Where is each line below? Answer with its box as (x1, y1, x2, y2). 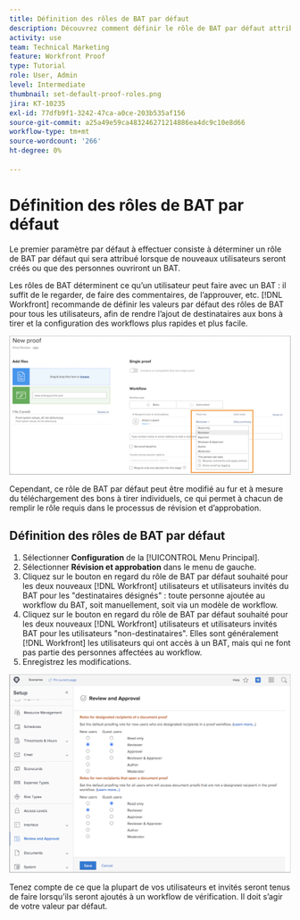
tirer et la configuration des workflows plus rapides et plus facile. (9, 318, 248, 328)
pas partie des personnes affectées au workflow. (21, 647, 203, 658)
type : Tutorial (9, 62, 66, 70)
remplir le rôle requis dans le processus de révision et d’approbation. (9, 502, 262, 513)
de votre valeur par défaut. (9, 901, 108, 912)
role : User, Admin (9, 71, 78, 80)
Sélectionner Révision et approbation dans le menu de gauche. (21, 561, 257, 572)
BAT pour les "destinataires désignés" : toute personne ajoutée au (21, 590, 265, 601)
